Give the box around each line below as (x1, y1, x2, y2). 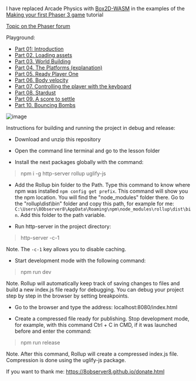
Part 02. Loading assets (14, 52, 72, 58)
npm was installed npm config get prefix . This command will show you (14, 188, 188, 195)
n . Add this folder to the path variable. (14, 212, 106, 218)
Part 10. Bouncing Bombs (14, 102, 76, 108)
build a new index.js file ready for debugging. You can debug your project (6, 286, 184, 293)
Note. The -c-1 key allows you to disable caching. (6, 246, 126, 252)
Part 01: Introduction (14, 45, 64, 52)
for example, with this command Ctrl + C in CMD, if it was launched (14, 322, 177, 328)
